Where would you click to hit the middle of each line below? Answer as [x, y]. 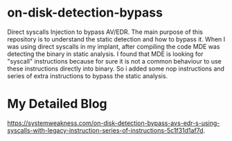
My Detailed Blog [57, 104]
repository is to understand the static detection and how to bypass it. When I [116, 39]
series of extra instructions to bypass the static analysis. [88, 76]
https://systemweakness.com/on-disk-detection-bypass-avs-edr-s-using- [114, 123]
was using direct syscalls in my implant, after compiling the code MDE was [114, 46]
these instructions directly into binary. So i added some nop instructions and [116, 68]
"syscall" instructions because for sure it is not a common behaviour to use [114, 61]
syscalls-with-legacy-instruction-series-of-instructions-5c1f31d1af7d [105, 130]
